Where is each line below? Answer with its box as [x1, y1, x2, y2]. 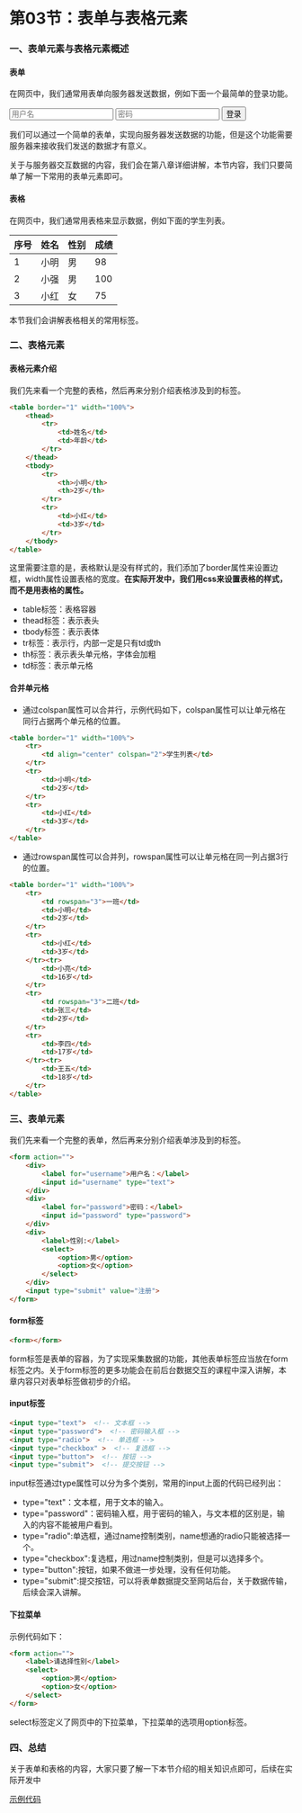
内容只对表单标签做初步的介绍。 [16, 1376, 136, 1387]
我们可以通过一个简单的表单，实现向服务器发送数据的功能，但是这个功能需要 [9, 130, 293, 140]
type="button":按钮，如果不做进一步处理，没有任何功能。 [22, 1565, 236, 1575]
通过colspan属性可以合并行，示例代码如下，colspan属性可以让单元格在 [22, 704, 286, 715]
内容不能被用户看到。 [38, 1520, 118, 1530]
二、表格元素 [9, 339, 66, 352]
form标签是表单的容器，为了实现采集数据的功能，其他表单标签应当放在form [9, 1353, 289, 1364]
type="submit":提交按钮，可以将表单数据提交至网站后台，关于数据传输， [22, 1575, 292, 1586]
